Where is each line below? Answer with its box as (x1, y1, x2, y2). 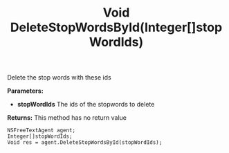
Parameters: (7, 87, 44, 95)
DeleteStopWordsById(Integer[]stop (10, 19, 223, 35)
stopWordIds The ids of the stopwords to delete (17, 100, 155, 109)
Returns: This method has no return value (7, 114, 127, 122)
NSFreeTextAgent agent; (7, 127, 76, 134)
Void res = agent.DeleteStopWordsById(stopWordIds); (7, 139, 163, 146)
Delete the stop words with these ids (7, 73, 112, 82)
